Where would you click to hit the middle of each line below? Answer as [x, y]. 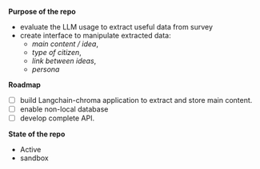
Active [30, 150]
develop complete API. [57, 118]
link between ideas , [64, 61]
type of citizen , [56, 52]
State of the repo [37, 134]
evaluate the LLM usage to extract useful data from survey [116, 27]
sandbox [34, 158]
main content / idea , [65, 44]
